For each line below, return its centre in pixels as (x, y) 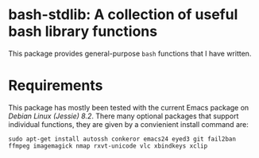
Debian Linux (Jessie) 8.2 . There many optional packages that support (124, 116)
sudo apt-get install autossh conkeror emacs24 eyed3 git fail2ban (122, 139)
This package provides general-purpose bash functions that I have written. (130, 53)
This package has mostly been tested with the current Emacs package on (129, 107)
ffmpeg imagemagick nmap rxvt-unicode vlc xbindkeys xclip (108, 146)
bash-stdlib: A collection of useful (123, 15)
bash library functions (83, 31)
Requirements (56, 86)
